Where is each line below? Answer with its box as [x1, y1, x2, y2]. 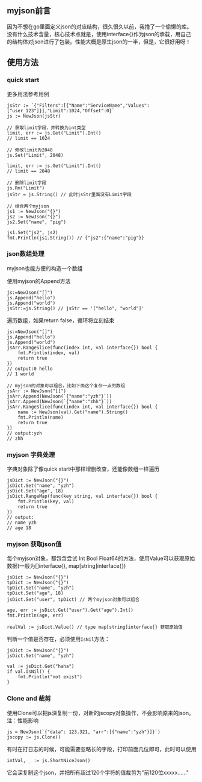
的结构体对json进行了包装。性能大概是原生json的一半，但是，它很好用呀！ [7, 38, 191, 45]
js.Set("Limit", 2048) [7, 152, 64, 158]
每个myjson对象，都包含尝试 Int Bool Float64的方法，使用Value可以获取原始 [7, 555, 195, 562]
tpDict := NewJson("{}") [7, 580, 69, 586]
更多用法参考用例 [7, 90, 49, 98]
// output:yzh [7, 430, 43, 436]
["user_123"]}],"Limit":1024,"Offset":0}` [7, 107, 115, 113]
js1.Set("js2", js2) [7, 229, 59, 235]
